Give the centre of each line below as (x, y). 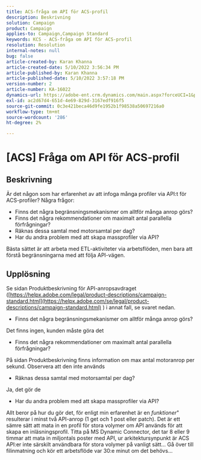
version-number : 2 (29, 84)
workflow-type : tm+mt (33, 112)
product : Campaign (29, 28)
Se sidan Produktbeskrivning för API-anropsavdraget (71, 288)
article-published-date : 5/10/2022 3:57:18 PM (65, 78)
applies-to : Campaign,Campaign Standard (57, 34)
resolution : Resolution (36, 45)
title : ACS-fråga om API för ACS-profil (57, 12)
